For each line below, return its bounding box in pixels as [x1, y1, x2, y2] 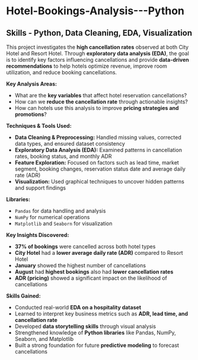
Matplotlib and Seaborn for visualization [14, 220, 113, 227]
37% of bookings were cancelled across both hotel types [14, 243, 156, 250]
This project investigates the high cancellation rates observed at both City [6, 43, 189, 50]
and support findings [14, 184, 66, 191]
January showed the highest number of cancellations [14, 262, 146, 269]
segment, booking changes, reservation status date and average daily [14, 165, 186, 172]
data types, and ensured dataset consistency [14, 140, 126, 147]
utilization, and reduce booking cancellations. [6, 69, 117, 75]
